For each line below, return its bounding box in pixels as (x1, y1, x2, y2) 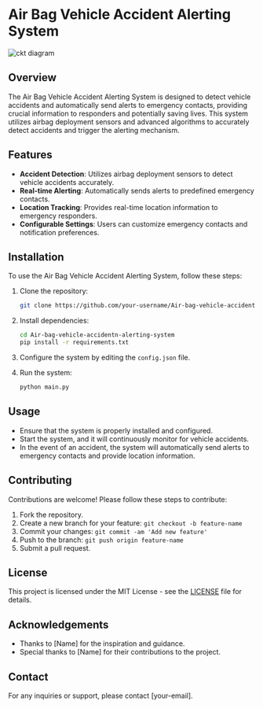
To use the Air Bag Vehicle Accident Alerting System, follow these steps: (8, 271, 243, 281)
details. (8, 596, 32, 605)
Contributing (8, 474, 72, 487)
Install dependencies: (19, 316, 89, 326)
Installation (8, 250, 64, 264)
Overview (8, 71, 57, 84)
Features (8, 148, 53, 162)
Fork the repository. (19, 510, 84, 519)
